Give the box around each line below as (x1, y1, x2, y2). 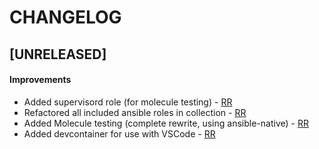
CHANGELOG (9, 6, 122, 29)
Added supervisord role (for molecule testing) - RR (23, 96, 233, 108)
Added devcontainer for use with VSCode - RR (23, 127, 216, 140)
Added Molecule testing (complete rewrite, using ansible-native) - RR (23, 117, 309, 129)
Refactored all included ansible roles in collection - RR (23, 106, 247, 118)
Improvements (9, 74, 72, 86)
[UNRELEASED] (9, 46, 107, 63)
